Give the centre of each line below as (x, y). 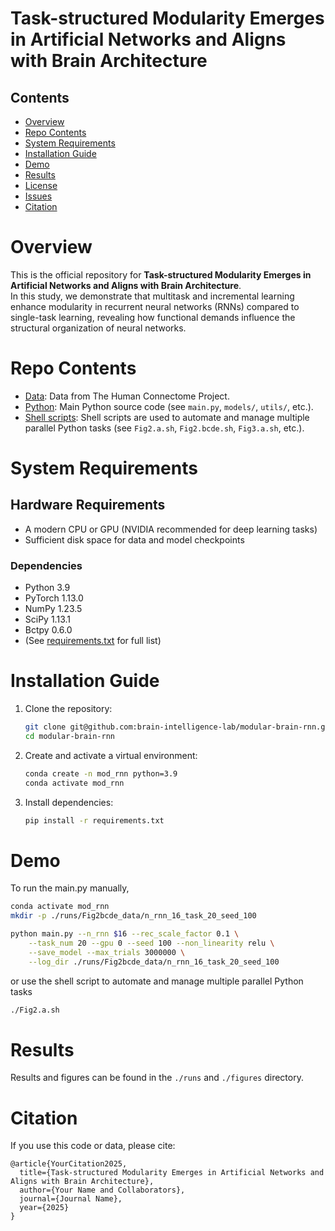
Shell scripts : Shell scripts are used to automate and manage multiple (167, 417)
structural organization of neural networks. (98, 328)
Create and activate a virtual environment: (111, 755)
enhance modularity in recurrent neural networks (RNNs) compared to (155, 306)
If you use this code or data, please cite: (93, 1146)
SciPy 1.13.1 (47, 619)
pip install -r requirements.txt (94, 820)
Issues (38, 196)
